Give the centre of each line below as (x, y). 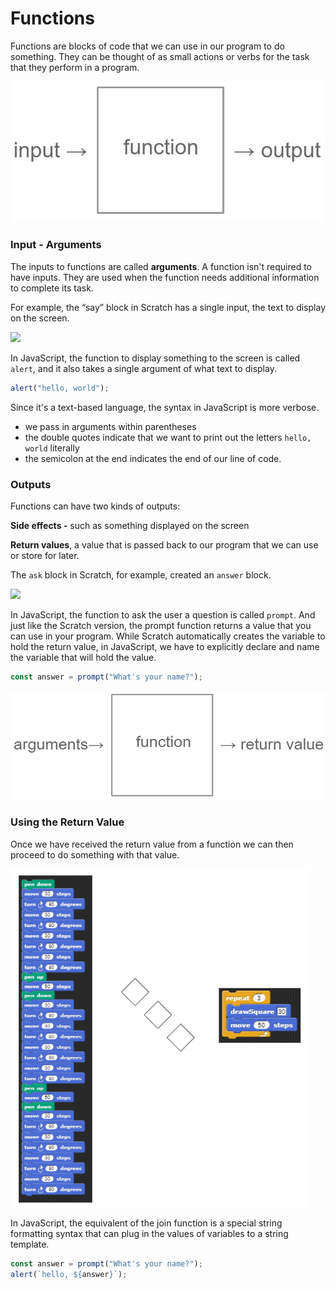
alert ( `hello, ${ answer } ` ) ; (69, 1274)
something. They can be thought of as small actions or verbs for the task (160, 56)
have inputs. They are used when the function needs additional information (165, 277)
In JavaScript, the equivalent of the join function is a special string (146, 1223)
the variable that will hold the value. (83, 657)
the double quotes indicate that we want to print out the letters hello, (168, 437)
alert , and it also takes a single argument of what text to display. (143, 368)
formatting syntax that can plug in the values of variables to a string (149, 1233)
